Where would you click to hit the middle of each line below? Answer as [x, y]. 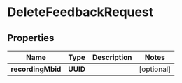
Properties [31, 38]
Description [112, 58]
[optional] [155, 69]
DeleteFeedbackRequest [80, 12]
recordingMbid [36, 69]
